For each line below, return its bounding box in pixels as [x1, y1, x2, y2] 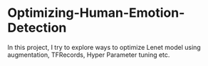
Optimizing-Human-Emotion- [7, 5, 185, 21]
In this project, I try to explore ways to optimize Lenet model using [7, 43, 201, 51]
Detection [7, 20, 67, 36]
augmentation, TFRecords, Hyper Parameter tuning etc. [7, 51, 170, 59]
